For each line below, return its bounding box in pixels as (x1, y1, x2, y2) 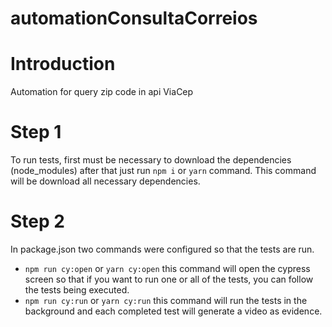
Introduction (10, 53, 116, 76)
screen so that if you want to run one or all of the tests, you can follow (24, 273, 314, 285)
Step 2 (10, 210, 65, 233)
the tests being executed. (24, 284, 130, 296)
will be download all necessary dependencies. (10, 175, 201, 187)
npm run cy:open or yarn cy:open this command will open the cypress (24, 263, 311, 274)
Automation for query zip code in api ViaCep (10, 86, 194, 98)
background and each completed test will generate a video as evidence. (24, 305, 323, 317)
